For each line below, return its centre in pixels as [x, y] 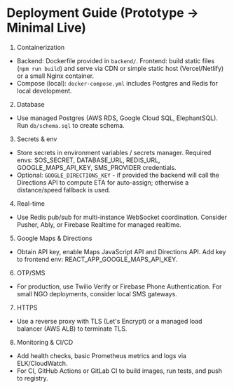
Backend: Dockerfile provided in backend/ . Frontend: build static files [116, 60]
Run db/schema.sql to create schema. [70, 125]
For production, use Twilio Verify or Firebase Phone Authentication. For [119, 286]
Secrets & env [37, 139]
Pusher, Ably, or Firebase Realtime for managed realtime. [99, 224]
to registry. [32, 378]
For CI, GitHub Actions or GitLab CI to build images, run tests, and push [119, 371]
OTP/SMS [31, 272]
